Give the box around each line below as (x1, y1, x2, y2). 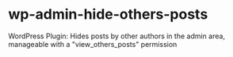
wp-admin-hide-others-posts (8, 5, 208, 23)
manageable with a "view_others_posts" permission (8, 39, 178, 48)
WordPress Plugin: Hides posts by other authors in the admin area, (8, 31, 226, 41)
